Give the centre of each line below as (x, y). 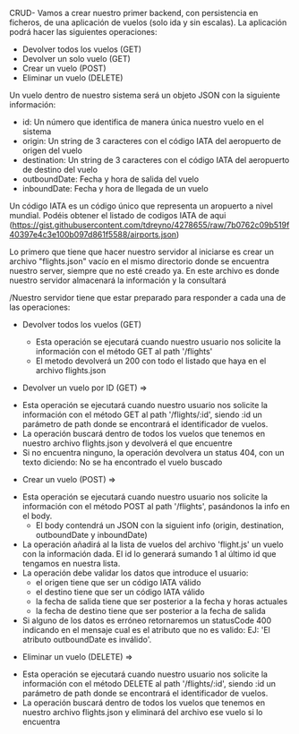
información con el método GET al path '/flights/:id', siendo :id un (142, 414)
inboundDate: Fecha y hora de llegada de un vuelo (115, 188)
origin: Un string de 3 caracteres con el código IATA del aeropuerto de (152, 141)
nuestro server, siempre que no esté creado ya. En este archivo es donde (145, 271)
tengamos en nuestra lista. (71, 563)
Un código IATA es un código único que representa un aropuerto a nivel (141, 206)
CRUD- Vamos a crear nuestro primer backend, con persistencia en (134, 13)
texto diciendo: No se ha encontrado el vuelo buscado (122, 462)
